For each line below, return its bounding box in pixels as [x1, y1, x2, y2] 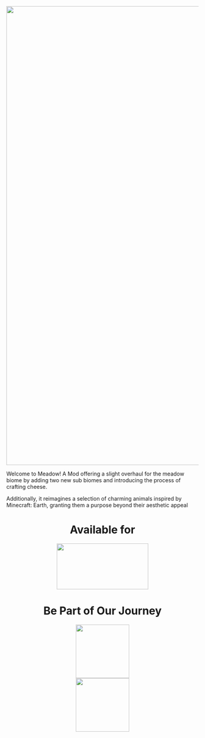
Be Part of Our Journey [43, 604, 162, 618]
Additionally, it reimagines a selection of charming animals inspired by [6, 495, 182, 502]
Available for [70, 523, 135, 537]
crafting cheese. [6, 483, 48, 490]
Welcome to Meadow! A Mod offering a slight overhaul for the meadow [6, 470, 185, 477]
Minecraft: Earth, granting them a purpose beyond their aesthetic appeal [6, 502, 188, 509]
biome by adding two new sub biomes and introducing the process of [6, 477, 181, 483]
